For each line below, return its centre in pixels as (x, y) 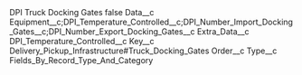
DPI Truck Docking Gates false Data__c (82, 12)
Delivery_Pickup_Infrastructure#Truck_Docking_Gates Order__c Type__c (143, 51)
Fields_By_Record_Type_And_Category (81, 60)
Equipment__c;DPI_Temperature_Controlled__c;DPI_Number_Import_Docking (151, 22)
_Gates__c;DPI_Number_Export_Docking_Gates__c (103, 32)
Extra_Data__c (223, 32)
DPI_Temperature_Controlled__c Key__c (82, 41)
